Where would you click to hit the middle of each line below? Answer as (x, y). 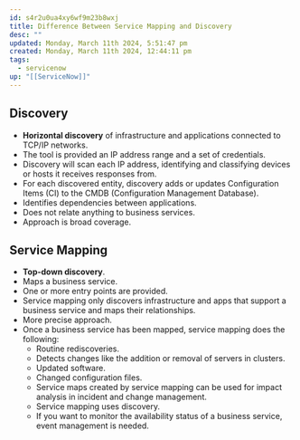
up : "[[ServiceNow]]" (50, 77)
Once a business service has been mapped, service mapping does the (154, 330)
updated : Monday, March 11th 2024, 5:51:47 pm (98, 43)
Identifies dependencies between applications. (109, 202)
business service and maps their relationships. (109, 311)
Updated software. (70, 368)
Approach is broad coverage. (77, 222)
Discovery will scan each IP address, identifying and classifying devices (156, 164)
